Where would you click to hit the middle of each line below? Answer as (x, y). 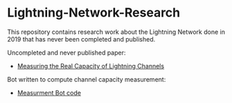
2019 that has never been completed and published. (81, 39)
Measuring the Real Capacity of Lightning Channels (91, 66)
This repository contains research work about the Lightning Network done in (116, 32)
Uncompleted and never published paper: (66, 53)
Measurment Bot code (49, 93)
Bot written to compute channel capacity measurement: (87, 79)
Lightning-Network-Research (94, 13)
